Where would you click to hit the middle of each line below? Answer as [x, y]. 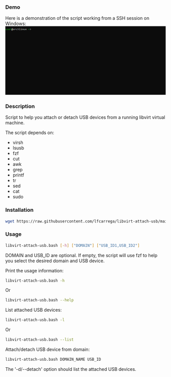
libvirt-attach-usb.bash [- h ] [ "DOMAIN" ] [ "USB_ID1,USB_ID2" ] [73, 245]
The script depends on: [30, 133]
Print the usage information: [34, 270]
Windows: [16, 23]
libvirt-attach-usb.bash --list [39, 340]
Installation [20, 210]
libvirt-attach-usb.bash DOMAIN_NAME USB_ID [53, 360]
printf [18, 175]
